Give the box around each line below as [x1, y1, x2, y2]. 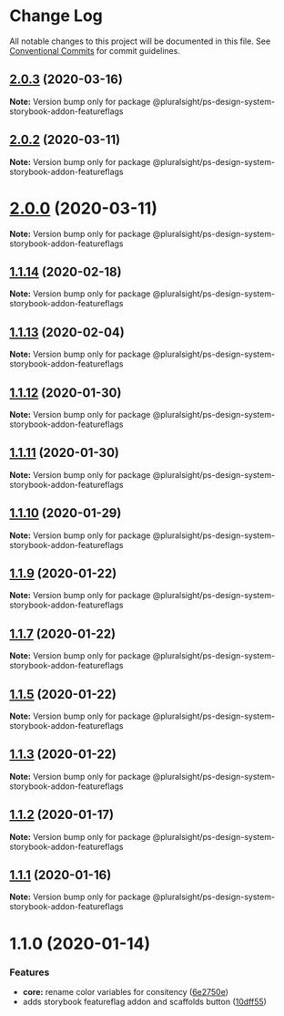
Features [9, 966, 50, 979]
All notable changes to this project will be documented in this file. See [9, 36, 271, 47]
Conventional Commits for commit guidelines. [9, 45, 180, 56]
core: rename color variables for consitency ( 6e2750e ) [22, 986, 229, 997]
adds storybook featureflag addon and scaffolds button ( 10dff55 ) [22, 996, 267, 1007]
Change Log [9, 5, 103, 26]
